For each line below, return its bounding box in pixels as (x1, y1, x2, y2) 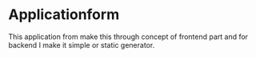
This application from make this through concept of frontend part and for (8, 32, 249, 41)
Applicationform (8, 6, 120, 24)
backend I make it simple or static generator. (8, 40, 155, 49)
